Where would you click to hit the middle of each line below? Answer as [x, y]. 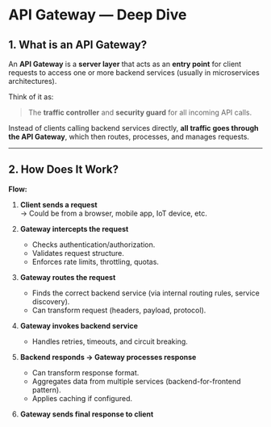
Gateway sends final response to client [87, 414]
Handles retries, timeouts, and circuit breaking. [110, 341]
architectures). [33, 81]
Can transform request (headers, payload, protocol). [119, 310]
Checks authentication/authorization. [94, 245]
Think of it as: [31, 97]
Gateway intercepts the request [74, 228]
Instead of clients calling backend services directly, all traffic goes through [133, 128]
